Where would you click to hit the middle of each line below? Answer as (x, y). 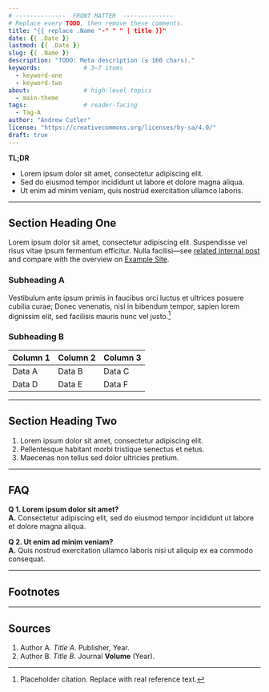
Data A (25, 371)
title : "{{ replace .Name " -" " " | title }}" (87, 30)
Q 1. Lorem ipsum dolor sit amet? (64, 509)
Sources (30, 628)
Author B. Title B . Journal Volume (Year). (87, 656)
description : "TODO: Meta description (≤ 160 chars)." (102, 61)
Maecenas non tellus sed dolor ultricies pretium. (99, 457)
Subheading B (36, 337)
